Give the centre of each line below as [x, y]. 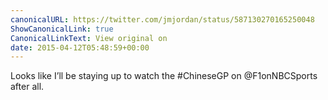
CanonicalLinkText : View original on [89, 38]
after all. [27, 87]
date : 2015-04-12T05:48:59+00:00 [80, 47]
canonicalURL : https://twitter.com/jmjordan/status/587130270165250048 [162, 19]
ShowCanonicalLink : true [62, 29]
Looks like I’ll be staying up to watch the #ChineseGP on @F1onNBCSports [164, 76]
